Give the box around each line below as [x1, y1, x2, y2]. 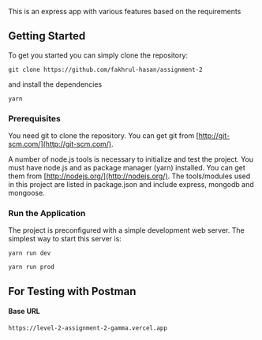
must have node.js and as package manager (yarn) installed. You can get [8, 163, 246, 173]
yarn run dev [8, 249, 51, 257]
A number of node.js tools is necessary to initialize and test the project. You [8, 155, 254, 164]
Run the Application [8, 208, 86, 219]
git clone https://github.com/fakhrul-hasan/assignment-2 [8, 65, 203, 73]
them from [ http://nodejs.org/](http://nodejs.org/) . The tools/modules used [8, 171, 251, 181]
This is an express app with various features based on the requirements [8, 7, 241, 16]
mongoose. [8, 189, 45, 198]
